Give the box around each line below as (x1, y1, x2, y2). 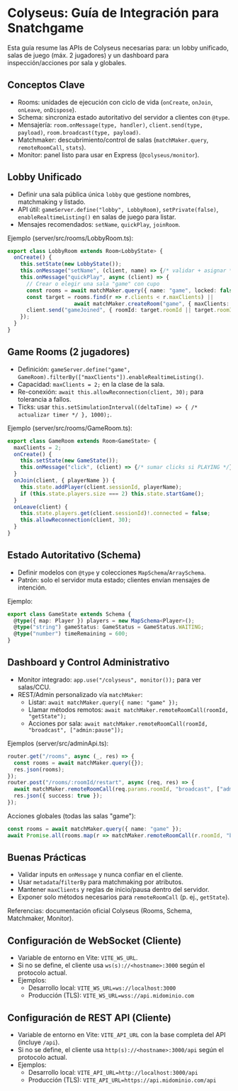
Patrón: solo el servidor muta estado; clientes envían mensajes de (17, 575, 210, 584)
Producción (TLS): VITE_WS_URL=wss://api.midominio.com (28, 991, 195, 1000)
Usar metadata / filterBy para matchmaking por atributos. (17, 878, 184, 886)
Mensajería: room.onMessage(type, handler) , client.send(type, (17, 120, 203, 129)
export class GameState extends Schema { (7, 611, 132, 618)
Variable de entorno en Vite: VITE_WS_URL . (17, 954, 138, 962)
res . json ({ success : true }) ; (13, 792, 103, 800)
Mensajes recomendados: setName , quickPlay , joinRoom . (17, 220, 181, 228)
